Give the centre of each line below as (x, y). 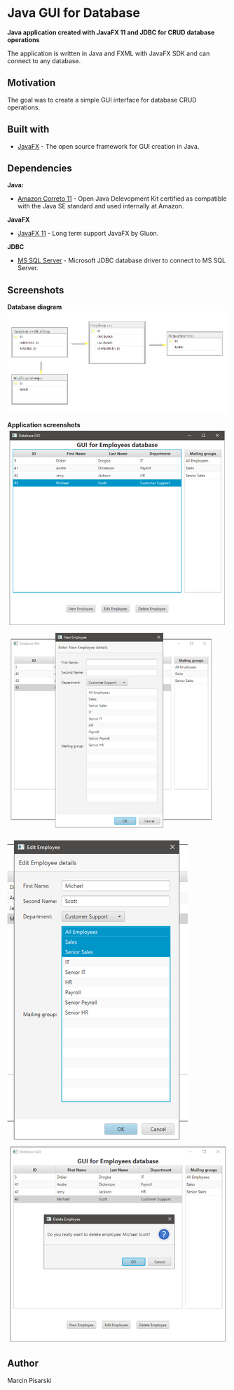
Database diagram (35, 307)
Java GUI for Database (74, 13)
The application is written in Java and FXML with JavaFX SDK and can (109, 53)
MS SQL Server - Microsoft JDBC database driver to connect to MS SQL (122, 260)
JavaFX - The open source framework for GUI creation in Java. (108, 146)
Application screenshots (44, 425)
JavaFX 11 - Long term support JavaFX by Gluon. (88, 234)
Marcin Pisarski (29, 1380)
